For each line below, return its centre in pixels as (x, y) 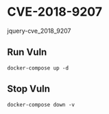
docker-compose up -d (38, 68)
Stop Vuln (28, 89)
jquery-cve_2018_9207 (39, 31)
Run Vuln (27, 52)
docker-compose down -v (41, 104)
